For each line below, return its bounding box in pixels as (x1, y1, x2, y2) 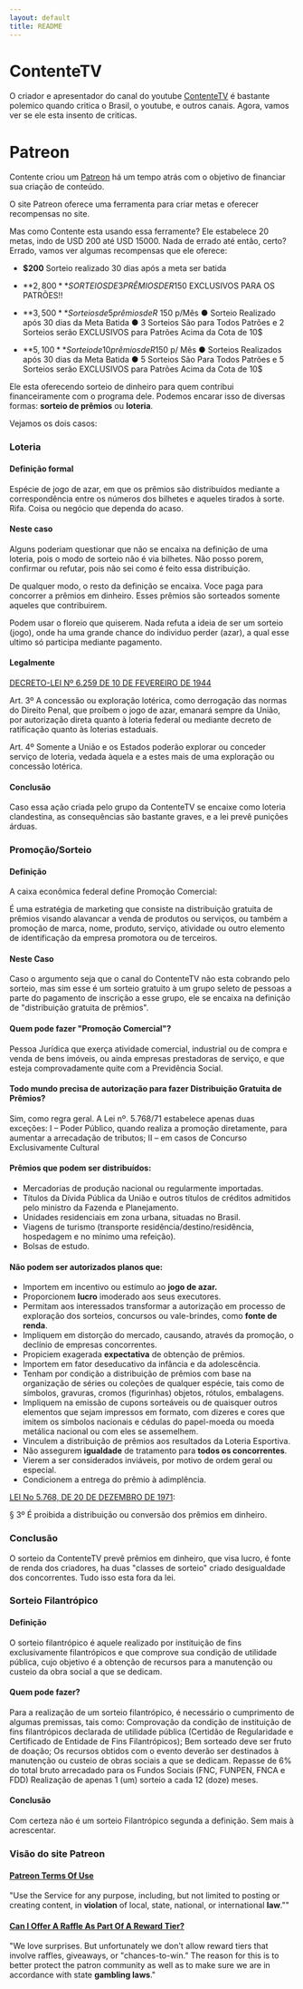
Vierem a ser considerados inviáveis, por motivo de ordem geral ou (22, 1455, 273, 1466)
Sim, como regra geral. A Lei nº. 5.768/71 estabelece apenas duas (9, 1112, 255, 1124)
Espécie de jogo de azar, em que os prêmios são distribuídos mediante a (9, 483, 280, 494)
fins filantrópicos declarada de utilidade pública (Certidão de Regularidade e (9, 1726, 294, 1737)
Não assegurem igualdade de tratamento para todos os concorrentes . (22, 1445, 288, 1456)
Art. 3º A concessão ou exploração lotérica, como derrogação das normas (9, 694, 288, 705)
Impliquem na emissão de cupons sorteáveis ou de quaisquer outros (22, 1397, 278, 1408)
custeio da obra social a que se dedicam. (9, 1665, 163, 1677)
